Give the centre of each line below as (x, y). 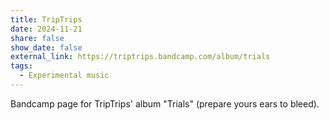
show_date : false (46, 47)
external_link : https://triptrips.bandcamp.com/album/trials (140, 57)
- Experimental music (64, 76)
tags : (21, 66)
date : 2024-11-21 (46, 29)
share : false (37, 38)
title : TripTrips (46, 19)
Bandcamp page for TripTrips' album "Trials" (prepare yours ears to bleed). (165, 103)
